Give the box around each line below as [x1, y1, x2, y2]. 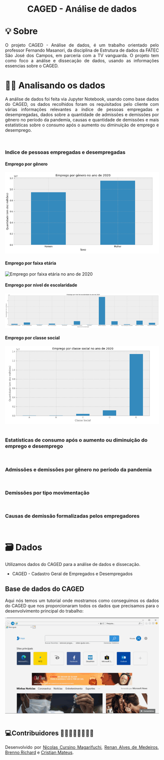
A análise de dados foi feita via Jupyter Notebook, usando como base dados [5, 96, 159, 102]
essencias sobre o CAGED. [5, 63, 59, 69]
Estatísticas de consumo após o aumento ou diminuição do [5, 437, 148, 443]
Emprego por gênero [5, 161, 48, 167]
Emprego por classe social [5, 335, 60, 340]
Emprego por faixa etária [5, 260, 57, 266]
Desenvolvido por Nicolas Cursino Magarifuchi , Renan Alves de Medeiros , [5, 744, 159, 750]
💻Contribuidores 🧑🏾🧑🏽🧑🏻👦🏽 [5, 729, 94, 737]
